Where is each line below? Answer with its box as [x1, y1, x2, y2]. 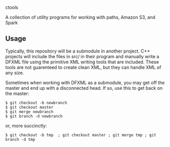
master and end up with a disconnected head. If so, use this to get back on [5, 85, 163, 91]
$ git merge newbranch [5, 109, 54, 114]
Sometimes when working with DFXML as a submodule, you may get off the [5, 79, 165, 86]
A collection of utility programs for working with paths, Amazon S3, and [5, 14, 156, 20]
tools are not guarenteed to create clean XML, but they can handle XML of [5, 64, 162, 70]
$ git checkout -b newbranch [5, 100, 67, 105]
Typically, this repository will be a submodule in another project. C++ [5, 48, 151, 54]
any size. [5, 69, 25, 76]
